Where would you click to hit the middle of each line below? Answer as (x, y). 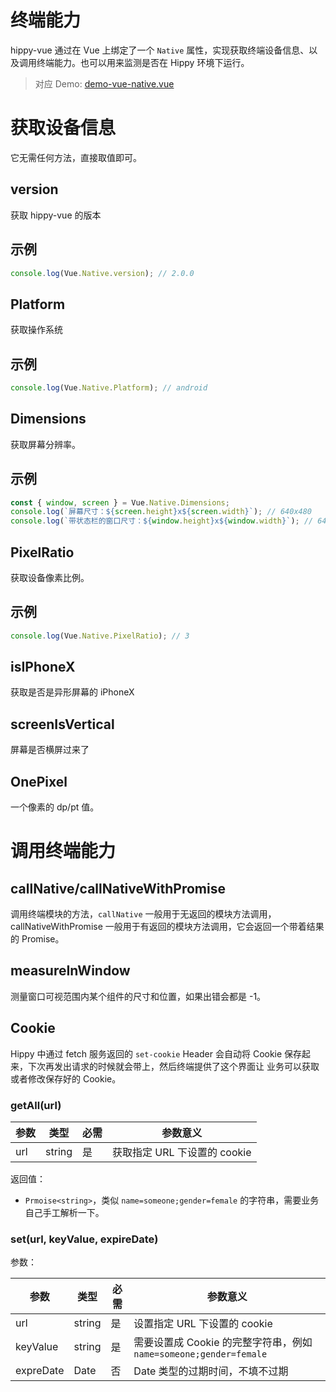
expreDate (40, 1371)
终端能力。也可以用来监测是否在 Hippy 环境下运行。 (143, 62)
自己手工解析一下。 (64, 1212)
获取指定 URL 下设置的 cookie (182, 1152)
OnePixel (39, 781)
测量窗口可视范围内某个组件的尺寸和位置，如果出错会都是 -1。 (138, 996)
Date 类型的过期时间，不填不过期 (211, 1371)
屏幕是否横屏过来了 (50, 750)
